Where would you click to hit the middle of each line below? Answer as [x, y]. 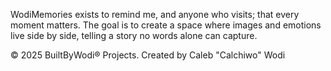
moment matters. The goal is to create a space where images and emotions [166, 25]
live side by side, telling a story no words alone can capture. [134, 35]
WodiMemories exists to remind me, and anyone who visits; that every [155, 14]
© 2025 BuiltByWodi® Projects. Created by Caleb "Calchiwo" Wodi [148, 55]
